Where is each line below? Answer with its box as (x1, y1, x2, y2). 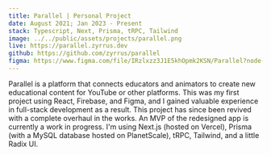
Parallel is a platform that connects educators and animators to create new (8, 78, 256, 89)
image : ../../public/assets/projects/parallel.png (8, 34, 182, 43)
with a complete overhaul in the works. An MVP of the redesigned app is (8, 113, 249, 123)
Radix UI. (8, 139, 39, 149)
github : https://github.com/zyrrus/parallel (8, 49, 161, 57)
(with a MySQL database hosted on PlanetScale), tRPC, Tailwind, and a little (8, 130, 260, 140)
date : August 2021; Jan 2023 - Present (8, 19, 143, 27)
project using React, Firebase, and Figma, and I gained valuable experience (8, 96, 259, 106)
